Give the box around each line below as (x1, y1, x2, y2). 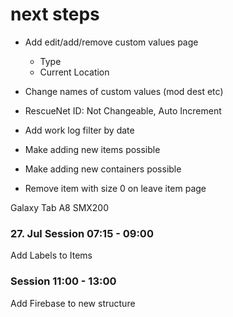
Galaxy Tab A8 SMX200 (10, 201, 110, 213)
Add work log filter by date (24, 124, 135, 136)
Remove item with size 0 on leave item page (24, 182, 207, 194)
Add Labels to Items (10, 249, 93, 262)
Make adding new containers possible (24, 163, 182, 175)
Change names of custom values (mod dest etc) (24, 85, 224, 97)
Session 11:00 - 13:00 (10, 274, 117, 288)
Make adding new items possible (24, 143, 161, 155)
